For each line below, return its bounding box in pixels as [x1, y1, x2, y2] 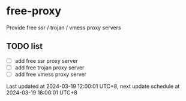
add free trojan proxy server [14, 64, 85, 71]
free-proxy [6, 4, 62, 18]
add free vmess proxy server [14, 71, 87, 78]
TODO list [6, 41, 43, 51]
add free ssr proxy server [14, 57, 78, 64]
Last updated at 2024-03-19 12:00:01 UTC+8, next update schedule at [6, 82, 180, 90]
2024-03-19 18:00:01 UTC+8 [6, 88, 78, 96]
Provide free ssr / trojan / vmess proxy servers [6, 24, 121, 31]
